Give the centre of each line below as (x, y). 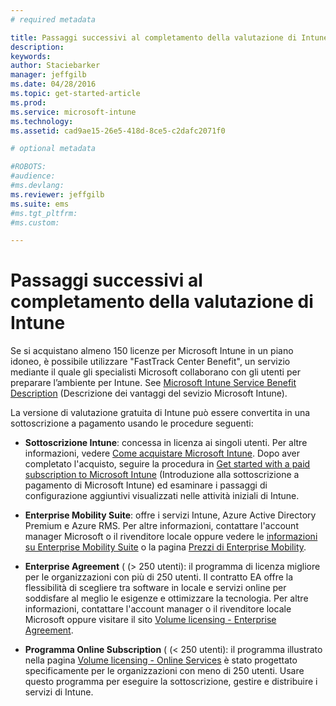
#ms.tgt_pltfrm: (44, 213)
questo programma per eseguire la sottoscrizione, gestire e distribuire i (171, 682)
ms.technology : (42, 121)
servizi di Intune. (59, 692)
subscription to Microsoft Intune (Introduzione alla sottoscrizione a (162, 475)
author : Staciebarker (55, 66)
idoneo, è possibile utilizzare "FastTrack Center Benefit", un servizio (150, 362)
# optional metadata (53, 149)
